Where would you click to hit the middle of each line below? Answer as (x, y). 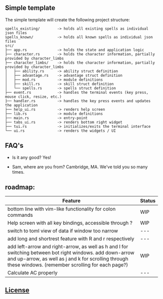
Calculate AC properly (33, 273)
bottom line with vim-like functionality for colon (62, 209)
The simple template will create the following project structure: (67, 19)
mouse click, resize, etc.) (33, 97)
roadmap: (20, 187)
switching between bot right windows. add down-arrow (71, 253)
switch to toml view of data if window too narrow (63, 231)
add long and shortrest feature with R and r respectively (71, 239)
